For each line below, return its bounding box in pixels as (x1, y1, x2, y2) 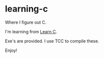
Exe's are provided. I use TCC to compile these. (5, 38, 100, 44)
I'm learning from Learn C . (5, 29, 57, 34)
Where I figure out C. (5, 19, 47, 25)
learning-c (5, 3, 48, 14)
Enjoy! (5, 47, 18, 53)
